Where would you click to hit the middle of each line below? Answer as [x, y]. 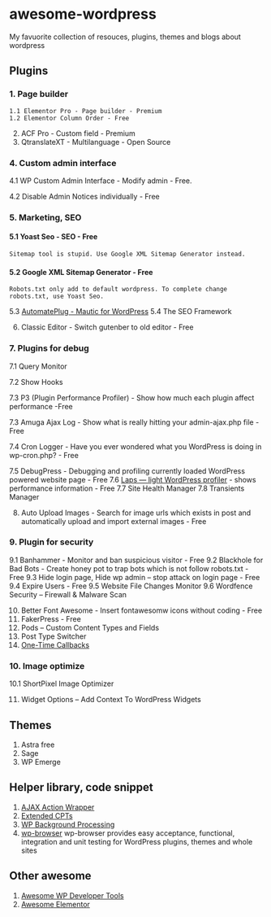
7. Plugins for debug [49, 348]
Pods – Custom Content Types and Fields [90, 627]
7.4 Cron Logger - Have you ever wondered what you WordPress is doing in [135, 446]
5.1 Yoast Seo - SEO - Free [54, 237]
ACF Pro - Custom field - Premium [78, 133]
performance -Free [41, 406]
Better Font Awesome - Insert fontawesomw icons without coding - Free [142, 610]
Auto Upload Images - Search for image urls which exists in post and [136, 513]
